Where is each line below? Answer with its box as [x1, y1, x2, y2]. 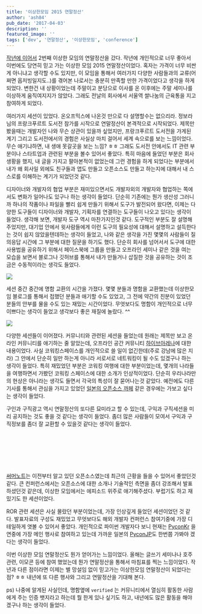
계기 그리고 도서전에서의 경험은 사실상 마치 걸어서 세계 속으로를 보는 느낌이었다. [6, 135, 193, 142]
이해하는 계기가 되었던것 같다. [22, 173, 92, 180]
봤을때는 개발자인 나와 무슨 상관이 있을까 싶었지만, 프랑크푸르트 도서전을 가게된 [6, 127, 192, 135]
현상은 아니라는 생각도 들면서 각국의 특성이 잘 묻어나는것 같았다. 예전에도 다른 [12, 377, 195, 384]
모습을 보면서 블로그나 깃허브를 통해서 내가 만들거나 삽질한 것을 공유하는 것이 [6, 254, 187, 260]
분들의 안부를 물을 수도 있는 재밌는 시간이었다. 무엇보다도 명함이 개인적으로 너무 [6, 300, 193, 307]
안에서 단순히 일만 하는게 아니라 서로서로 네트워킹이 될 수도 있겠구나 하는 [21, 354, 192, 362]
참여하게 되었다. [6, 100, 44, 106]
